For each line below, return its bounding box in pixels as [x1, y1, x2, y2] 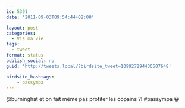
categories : [6, 30, 36, 36]
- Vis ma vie [11, 36, 44, 42]
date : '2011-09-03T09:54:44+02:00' [6, 14, 95, 20]
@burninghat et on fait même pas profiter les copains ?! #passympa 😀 [6, 96, 180, 103]
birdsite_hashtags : [6, 74, 55, 80]
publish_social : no [6, 57, 55, 64]
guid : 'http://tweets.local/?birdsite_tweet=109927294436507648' [6, 63, 171, 69]
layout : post [6, 25, 39, 31]
